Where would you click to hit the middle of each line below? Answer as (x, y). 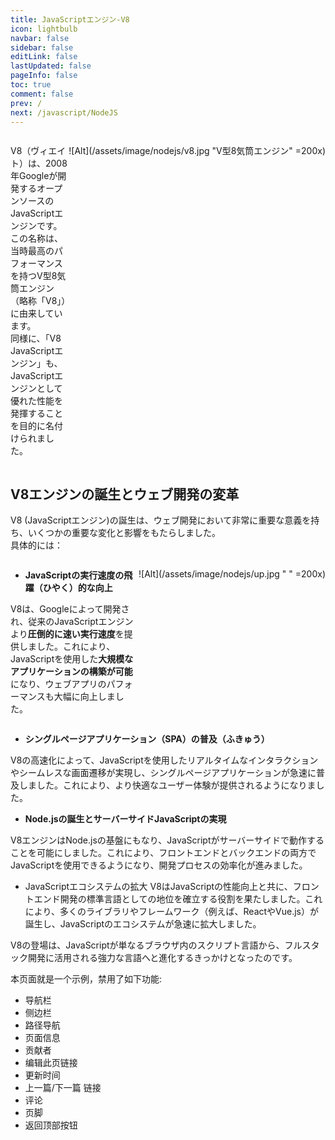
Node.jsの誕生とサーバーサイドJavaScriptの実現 (125, 819)
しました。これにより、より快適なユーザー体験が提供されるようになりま (167, 785)
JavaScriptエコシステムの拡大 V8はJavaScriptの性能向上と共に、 (158, 887)
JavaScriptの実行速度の (74, 575)
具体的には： (36, 545)
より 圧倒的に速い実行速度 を (67, 634)
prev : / (26, 103)
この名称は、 (36, 238)
